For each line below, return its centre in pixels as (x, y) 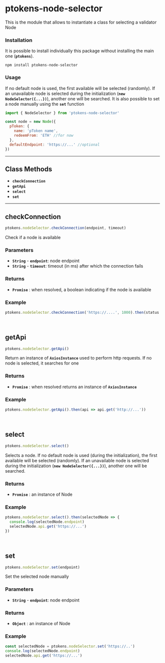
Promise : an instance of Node (42, 494)
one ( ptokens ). (20, 56)
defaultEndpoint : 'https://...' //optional (55, 145)
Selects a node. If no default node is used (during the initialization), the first (81, 455)
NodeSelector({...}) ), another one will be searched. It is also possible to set (82, 98)
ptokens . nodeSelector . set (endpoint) (42, 567)
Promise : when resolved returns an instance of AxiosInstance (74, 387)
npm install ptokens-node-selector (41, 65)
